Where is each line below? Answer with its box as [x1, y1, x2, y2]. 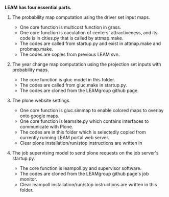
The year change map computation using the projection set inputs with [12, 61, 161, 67]
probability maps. [12, 67, 49, 73]
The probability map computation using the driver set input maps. [12, 14, 150, 20]
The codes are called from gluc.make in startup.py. [19, 82, 127, 88]
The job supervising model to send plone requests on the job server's [12, 150, 159, 156]
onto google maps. [19, 113, 60, 119]
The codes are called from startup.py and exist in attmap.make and [19, 40, 161, 47]
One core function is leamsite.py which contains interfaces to [19, 118, 149, 124]
